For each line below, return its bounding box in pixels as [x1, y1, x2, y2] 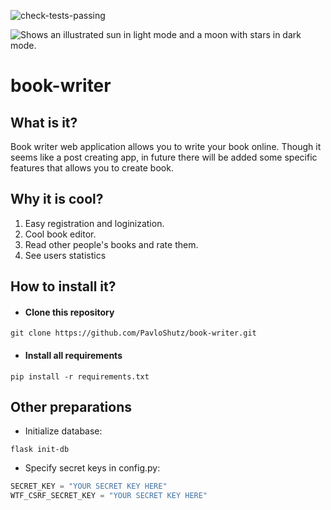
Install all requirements [24, 350, 123, 361]
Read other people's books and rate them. [24, 238, 199, 250]
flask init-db [10, 445, 70, 455]
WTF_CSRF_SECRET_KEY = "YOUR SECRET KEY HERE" [10, 491, 208, 501]
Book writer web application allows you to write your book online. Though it [10, 141, 322, 152]
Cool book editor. [24, 228, 97, 240]
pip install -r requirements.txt [10, 371, 150, 382]
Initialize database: [24, 425, 103, 437]
